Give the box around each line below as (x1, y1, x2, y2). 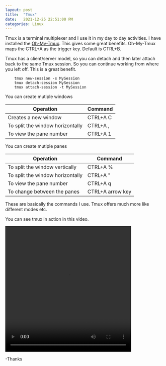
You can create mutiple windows (5, 94, 73, 100)
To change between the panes (8, 188, 79, 195)
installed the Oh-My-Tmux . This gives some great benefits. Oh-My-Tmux (5, 41, 156, 47)
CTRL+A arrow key (87, 188, 132, 195)
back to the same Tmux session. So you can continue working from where (5, 61, 159, 67)
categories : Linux (5, 21, 44, 27)
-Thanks (5, 356, 23, 362)
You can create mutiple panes (5, 143, 67, 149)
